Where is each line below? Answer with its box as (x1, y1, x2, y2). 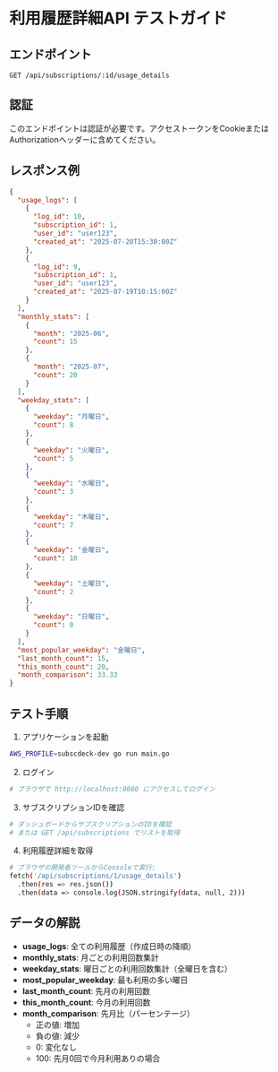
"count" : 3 (32, 488, 74, 497)
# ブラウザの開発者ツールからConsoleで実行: (9, 863, 156, 872)
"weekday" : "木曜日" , (32, 512, 110, 521)
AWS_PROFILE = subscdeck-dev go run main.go (9, 749, 170, 758)
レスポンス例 (9, 163, 80, 178)
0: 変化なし (35, 1042, 78, 1052)
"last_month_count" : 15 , (17, 653, 110, 663)
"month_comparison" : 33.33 (17, 670, 118, 679)
